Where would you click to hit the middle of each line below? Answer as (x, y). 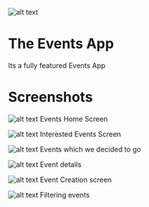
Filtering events (65, 194)
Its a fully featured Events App (57, 65)
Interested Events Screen (80, 134)
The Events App (61, 44)
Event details (61, 164)
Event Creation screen (76, 180)
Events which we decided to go (90, 149)
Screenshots (51, 97)
